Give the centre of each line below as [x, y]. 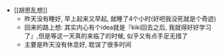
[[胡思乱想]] [31, 10]
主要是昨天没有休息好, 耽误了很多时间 [78, 44]
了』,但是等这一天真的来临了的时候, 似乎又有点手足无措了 [106, 36]
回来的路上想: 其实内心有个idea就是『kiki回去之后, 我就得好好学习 [118, 27]
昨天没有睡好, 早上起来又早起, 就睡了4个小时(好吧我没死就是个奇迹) [120, 19]
